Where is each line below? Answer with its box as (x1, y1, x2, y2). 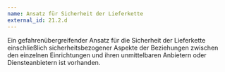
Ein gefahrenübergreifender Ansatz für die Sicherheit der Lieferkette (7, 36, 206, 44)
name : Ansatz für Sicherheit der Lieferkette (7, 10, 143, 17)
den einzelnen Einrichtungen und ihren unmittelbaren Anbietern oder (7, 50, 207, 59)
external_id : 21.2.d (7, 17, 68, 24)
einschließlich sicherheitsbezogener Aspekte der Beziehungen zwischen (7, 43, 219, 52)
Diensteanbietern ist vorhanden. (7, 58, 101, 66)
